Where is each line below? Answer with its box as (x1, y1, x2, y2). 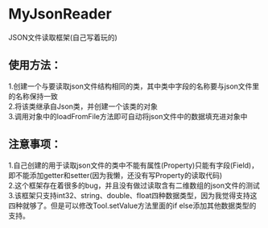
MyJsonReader (8, 5, 113, 23)
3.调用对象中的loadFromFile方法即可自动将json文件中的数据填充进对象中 (8, 111, 248, 121)
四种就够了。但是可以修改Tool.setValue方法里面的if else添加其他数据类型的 (8, 201, 257, 210)
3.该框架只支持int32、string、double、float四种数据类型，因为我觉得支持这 (8, 190, 258, 200)
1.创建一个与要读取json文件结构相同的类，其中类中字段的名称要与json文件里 (8, 81, 260, 91)
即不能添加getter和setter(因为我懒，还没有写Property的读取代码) (8, 170, 223, 180)
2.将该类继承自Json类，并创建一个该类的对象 (8, 102, 159, 111)
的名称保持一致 (8, 91, 58, 101)
